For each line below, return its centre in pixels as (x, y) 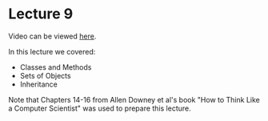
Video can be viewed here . (52, 36)
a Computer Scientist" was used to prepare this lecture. (100, 108)
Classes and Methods (56, 67)
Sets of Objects (45, 75)
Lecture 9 (41, 14)
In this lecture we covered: (52, 51)
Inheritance (39, 84)
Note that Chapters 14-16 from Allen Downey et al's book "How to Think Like (134, 99)
